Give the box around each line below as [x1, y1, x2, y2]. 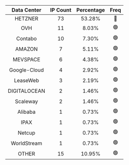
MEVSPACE [12, 56, 41, 63]
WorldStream [11, 140, 42, 147]
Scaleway [15, 97, 38, 105]
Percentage [76, 7, 105, 13]
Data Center [11, 7, 42, 13]
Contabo [16, 35, 37, 42]
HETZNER [14, 15, 39, 22]
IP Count [50, 7, 72, 13]
